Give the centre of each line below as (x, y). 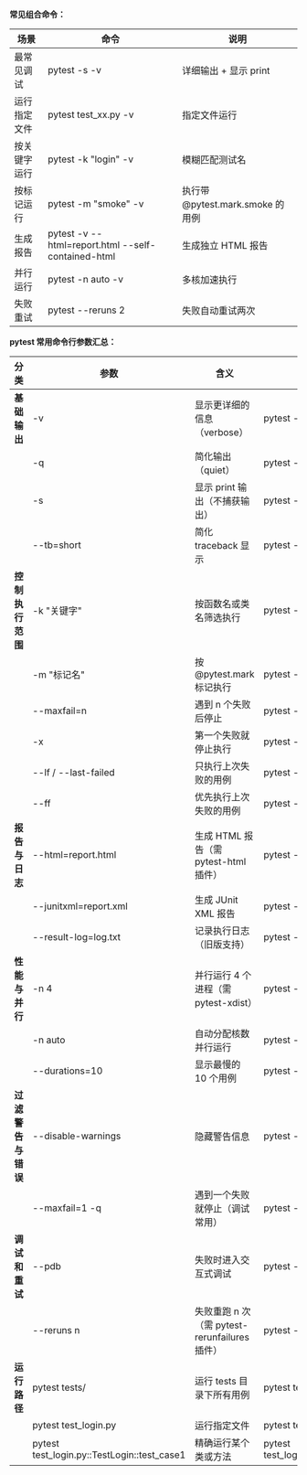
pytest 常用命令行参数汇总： (63, 342)
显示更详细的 (222, 405)
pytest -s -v (74, 70)
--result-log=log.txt (77, 937)
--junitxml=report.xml (80, 906)
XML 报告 (215, 914)
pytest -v (68, 234)
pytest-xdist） (226, 1003)
